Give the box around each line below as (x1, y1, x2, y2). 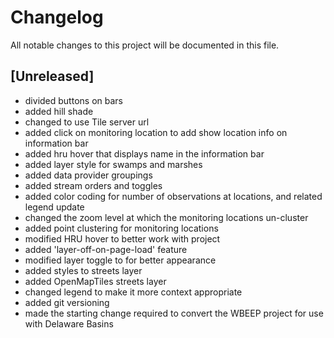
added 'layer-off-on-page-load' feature (24, 243, 188, 255)
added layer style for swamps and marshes (24, 158, 203, 170)
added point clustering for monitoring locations (24, 222, 219, 234)
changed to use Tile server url (24, 116, 150, 128)
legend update (24, 201, 85, 213)
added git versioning (24, 296, 110, 308)
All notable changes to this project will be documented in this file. (10, 39, 280, 51)
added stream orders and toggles (24, 179, 163, 191)
